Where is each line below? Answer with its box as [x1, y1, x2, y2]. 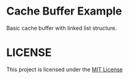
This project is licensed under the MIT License [6, 66, 123, 73]
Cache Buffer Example [6, 4, 122, 18]
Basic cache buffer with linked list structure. [6, 24, 117, 32]
